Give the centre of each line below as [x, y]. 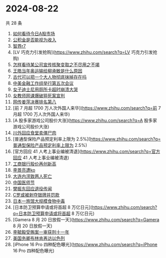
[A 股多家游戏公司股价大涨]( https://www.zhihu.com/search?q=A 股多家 [85, 120]
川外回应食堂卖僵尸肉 [34, 132]
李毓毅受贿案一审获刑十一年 [41, 232]
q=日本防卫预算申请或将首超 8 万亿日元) [54, 213]
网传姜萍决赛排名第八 [34, 102]
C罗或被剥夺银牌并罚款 [36, 194]
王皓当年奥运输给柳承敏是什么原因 [47, 70]
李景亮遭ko [24, 170]
